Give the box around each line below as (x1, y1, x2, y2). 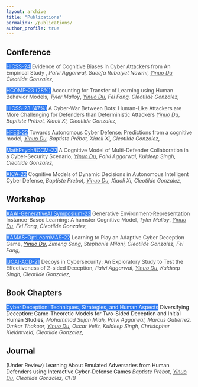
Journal (6, 346, 35, 356)
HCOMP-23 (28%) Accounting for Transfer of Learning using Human (6, 87, 173, 94)
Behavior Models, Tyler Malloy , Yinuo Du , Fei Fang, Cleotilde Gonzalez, (6, 93, 179, 101)
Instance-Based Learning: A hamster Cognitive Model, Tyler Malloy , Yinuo (6, 216, 187, 223)
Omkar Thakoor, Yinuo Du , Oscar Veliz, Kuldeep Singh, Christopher (6, 322, 170, 330)
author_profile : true (6, 25, 60, 31)
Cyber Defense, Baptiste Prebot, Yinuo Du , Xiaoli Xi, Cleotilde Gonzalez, (6, 177, 182, 184)
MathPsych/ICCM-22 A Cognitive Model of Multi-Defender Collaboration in (6, 146, 189, 154)
